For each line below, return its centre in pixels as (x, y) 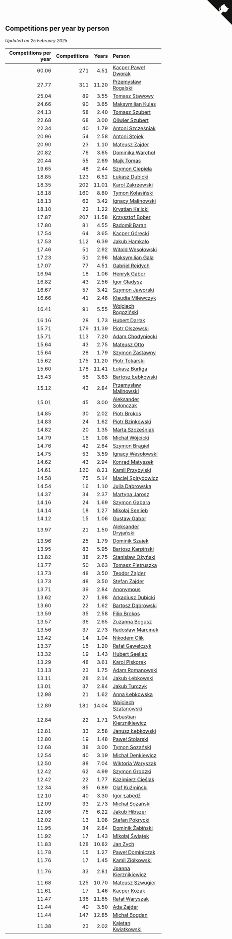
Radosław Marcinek (136, 630)
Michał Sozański (132, 804)
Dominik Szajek (131, 541)
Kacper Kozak (129, 891)
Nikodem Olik (128, 638)
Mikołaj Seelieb (130, 511)
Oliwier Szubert (131, 120)
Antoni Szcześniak (134, 128)
